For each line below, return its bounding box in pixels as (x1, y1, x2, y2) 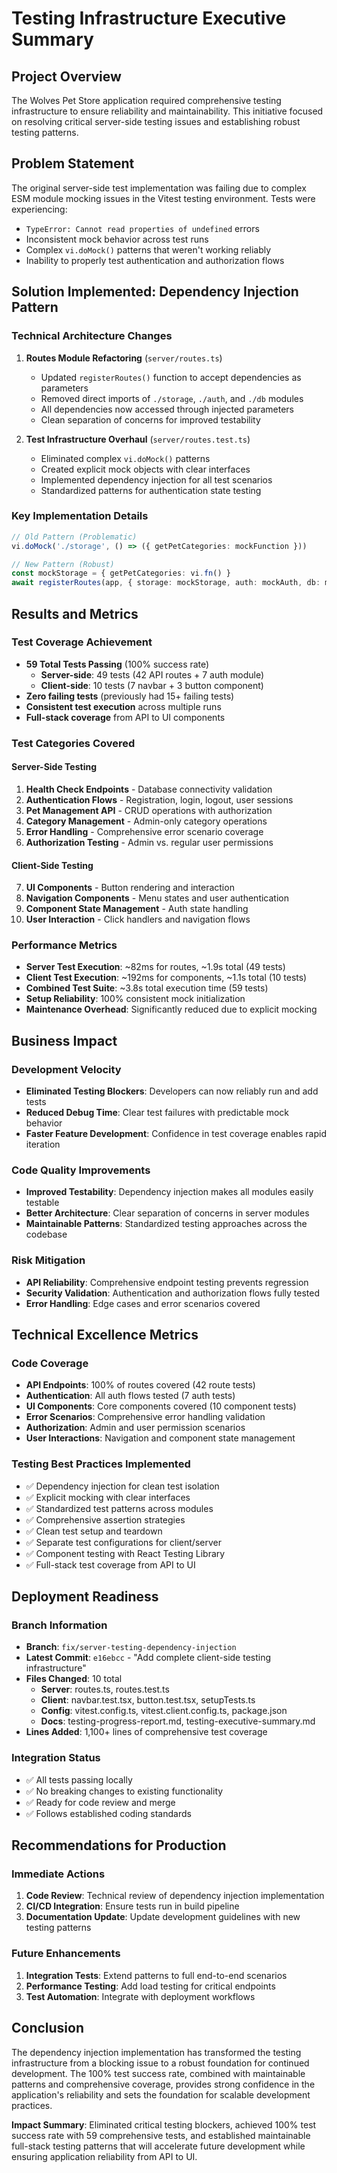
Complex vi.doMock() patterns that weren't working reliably (25, 243, 272, 256)
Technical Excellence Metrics (11, 1327, 199, 1344)
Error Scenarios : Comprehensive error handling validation (25, 1411, 266, 1423)
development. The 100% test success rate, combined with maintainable (11, 2067, 306, 2079)
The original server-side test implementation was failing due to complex (11, 182, 307, 194)
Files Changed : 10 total (25, 1673, 123, 1685)
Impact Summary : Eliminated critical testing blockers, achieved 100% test (11, 2118, 317, 2131)
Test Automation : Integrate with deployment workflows (25, 1990, 256, 2002)
